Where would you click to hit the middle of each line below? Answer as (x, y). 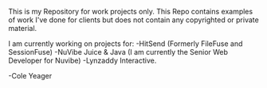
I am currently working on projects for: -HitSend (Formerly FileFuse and (126, 44)
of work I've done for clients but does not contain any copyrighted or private (133, 20)
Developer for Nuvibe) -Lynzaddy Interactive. (82, 60)
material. (23, 28)
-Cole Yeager (30, 76)
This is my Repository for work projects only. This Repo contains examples (131, 11)
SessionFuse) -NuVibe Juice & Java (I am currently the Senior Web (118, 52)
